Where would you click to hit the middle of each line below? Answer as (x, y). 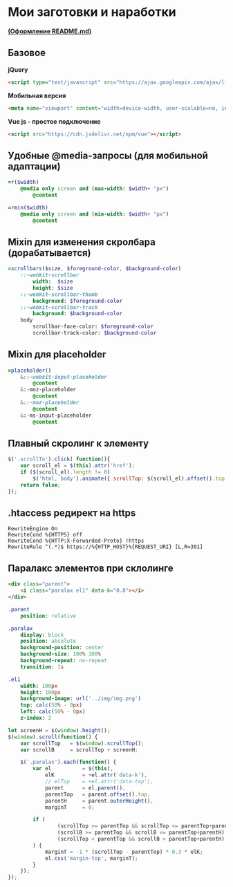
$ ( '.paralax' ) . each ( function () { (68, 762)
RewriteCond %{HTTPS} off (45, 535)
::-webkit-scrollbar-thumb (59, 295)
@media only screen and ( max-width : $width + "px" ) (95, 189)
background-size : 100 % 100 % (60, 654)
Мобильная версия (37, 95)
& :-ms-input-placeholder (56, 416)
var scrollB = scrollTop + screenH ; (79, 750)
